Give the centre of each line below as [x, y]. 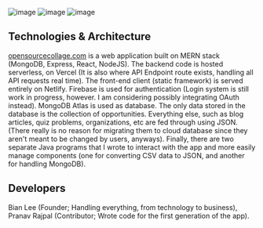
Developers [37, 188]
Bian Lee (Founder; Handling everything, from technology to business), [123, 207]
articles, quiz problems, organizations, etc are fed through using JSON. [123, 122]
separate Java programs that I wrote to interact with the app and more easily [132, 147]
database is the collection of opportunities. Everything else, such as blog [126, 114]
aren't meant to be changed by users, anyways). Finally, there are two [121, 139]
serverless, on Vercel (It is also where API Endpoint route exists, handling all [131, 72]
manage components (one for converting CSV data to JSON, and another [126, 155]
